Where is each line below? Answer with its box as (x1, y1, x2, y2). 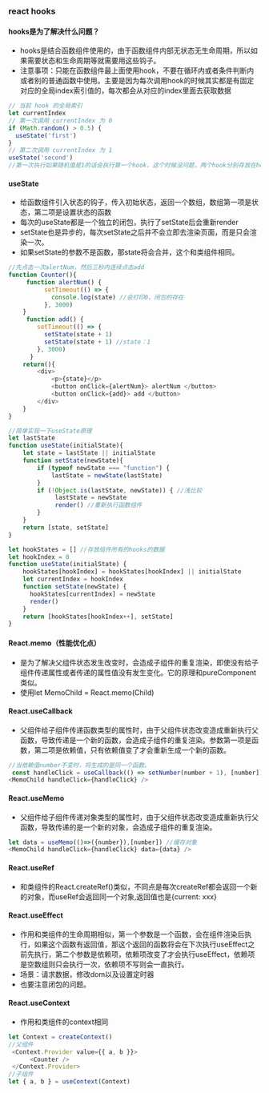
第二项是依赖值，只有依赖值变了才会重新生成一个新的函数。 (34, 745, 231, 754)
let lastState (8, 434, 56, 442)
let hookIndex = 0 (8, 553, 70, 561)
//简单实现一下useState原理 (8, 427, 92, 435)
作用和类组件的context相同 (19, 1017, 109, 1027)
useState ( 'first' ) (15, 131, 78, 139)
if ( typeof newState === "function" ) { (37, 464, 171, 472)
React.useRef (8, 862, 54, 872)
